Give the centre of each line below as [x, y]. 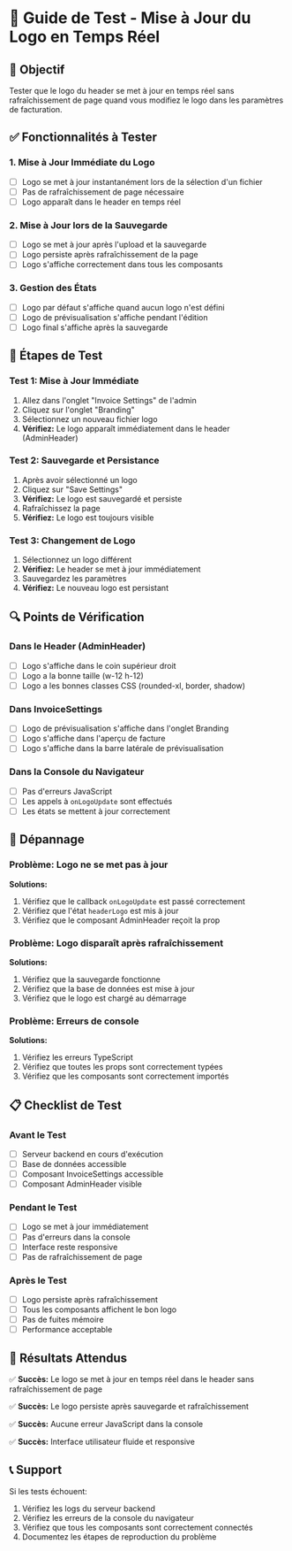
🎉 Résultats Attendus [68, 1358]
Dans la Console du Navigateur [77, 772]
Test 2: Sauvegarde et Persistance [85, 461]
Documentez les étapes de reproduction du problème [119, 1536]
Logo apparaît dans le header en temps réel [101, 202]
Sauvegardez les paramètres [74, 579]
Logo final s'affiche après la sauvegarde [95, 327]
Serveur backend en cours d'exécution [92, 1154]
